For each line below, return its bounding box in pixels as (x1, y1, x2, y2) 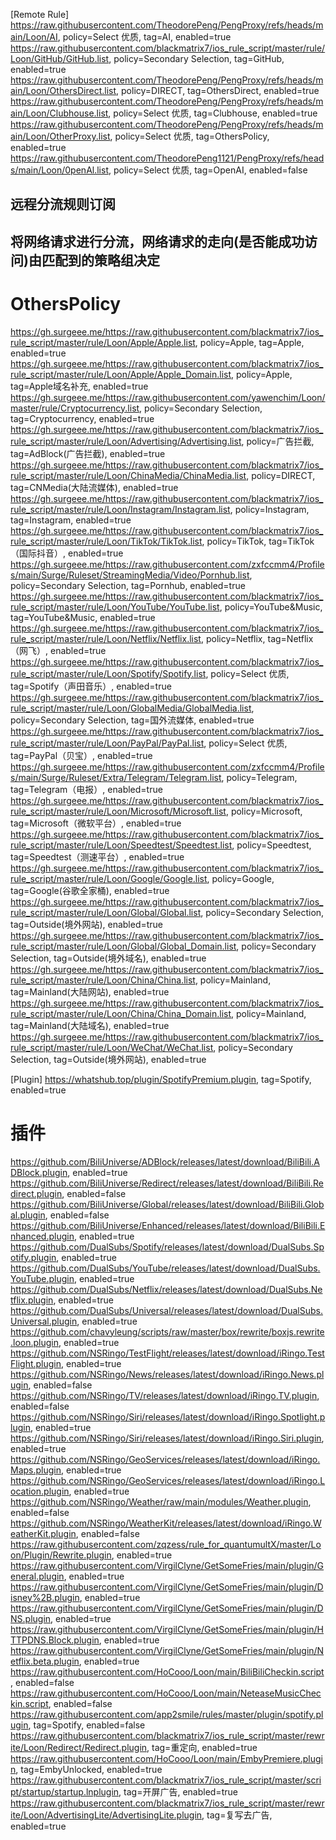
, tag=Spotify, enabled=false (28, 1719, 146, 1731)
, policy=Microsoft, (225, 805, 303, 817)
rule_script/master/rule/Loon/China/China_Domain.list (10, 1007, 232, 1019)
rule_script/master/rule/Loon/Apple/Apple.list (10, 336, 196, 348)
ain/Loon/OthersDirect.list (10, 85, 117, 96)
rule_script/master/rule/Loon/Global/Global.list (10, 906, 202, 918)
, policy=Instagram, (229, 503, 310, 515)
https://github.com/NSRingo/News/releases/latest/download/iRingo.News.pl (10, 1368, 325, 1380)
